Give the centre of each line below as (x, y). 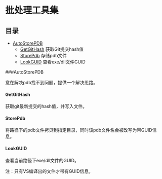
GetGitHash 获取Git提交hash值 (52, 49)
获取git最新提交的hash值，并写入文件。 (46, 106)
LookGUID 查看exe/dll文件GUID (53, 62)
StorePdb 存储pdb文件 (44, 56)
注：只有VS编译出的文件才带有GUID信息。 (49, 171)
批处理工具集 (32, 10)
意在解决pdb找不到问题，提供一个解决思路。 (51, 82)
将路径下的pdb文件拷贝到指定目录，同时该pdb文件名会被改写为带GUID (79, 130)
